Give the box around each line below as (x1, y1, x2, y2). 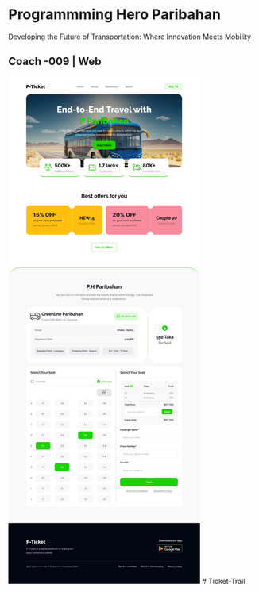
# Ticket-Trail (201, 576, 245, 586)
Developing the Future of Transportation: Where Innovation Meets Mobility (8, 32, 252, 41)
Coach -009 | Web (8, 55, 102, 68)
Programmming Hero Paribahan (8, 6, 221, 24)
